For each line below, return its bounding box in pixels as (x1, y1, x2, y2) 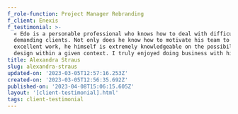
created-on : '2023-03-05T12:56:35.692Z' (7, 76, 129, 84)
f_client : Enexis (7, 17, 59, 24)
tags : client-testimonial (7, 96, 84, 103)
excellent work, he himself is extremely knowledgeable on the (13, 43, 204, 50)
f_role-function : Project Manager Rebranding (7, 10, 144, 18)
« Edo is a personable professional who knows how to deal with (13, 30, 208, 38)
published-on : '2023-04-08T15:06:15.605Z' (7, 83, 135, 90)
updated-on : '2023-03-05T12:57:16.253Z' (7, 69, 129, 76)
